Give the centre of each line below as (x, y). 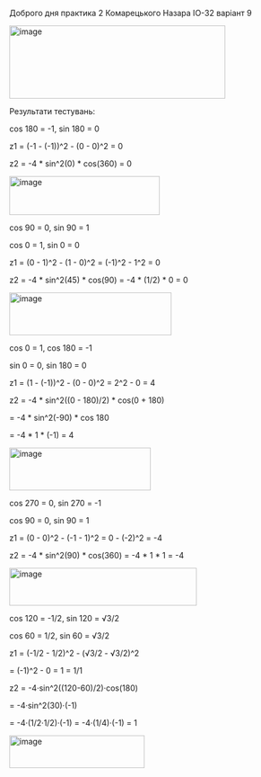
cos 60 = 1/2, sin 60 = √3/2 (60, 636)
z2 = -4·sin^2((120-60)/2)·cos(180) (74, 688)
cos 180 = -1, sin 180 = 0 (55, 129)
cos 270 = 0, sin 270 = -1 (55, 503)
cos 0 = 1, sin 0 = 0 (45, 245)
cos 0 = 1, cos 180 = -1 (51, 348)
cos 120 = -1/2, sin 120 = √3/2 (64, 618)
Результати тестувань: (52, 111)
